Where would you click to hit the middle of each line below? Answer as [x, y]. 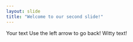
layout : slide [23, 11]
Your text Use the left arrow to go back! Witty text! [66, 33]
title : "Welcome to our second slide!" [55, 17]
